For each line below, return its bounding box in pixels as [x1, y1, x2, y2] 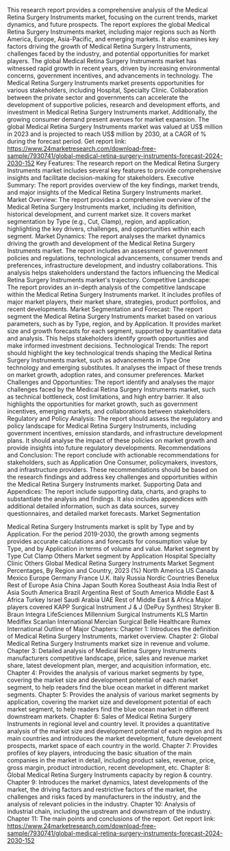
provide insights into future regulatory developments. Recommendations [7, 444, 211, 452]
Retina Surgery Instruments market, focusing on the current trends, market [7, 13, 218, 21]
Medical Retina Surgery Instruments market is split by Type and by [7, 523, 194, 531]
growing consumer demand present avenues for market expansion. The [7, 115, 209, 123]
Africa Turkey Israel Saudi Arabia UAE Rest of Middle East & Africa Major [7, 595, 212, 604]
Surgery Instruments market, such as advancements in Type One [7, 356, 190, 364]
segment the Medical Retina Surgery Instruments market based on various [7, 313, 217, 320]
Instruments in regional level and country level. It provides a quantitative [7, 720, 210, 727]
